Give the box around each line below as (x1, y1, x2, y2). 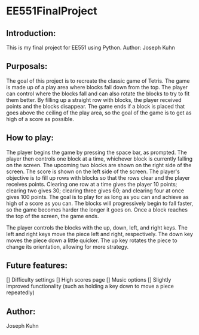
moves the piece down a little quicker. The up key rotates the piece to (6, 237, 177, 244)
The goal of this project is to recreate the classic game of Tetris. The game (6, 77, 190, 84)
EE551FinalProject (6, 4, 97, 18)
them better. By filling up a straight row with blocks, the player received (6, 96, 182, 103)
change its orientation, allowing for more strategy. (6, 243, 129, 250)
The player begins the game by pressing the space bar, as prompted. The (6, 149, 187, 156)
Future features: (6, 261, 68, 271)
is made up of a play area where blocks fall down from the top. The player (6, 83, 188, 90)
